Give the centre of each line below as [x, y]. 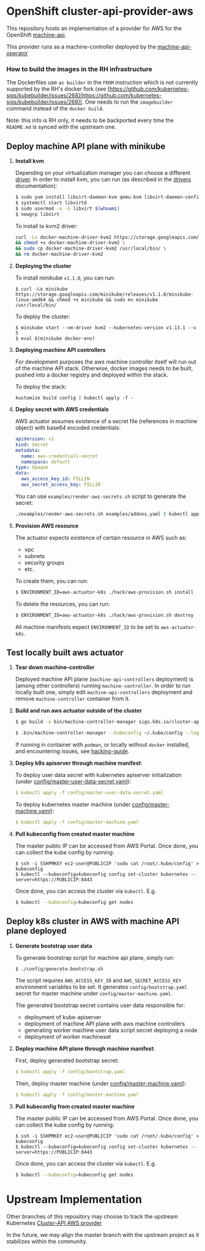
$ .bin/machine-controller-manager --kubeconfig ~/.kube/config [99, 733]
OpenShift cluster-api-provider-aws [100, 11]
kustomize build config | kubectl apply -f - [74, 398]
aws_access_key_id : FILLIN [55, 479]
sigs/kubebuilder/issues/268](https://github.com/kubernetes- [84, 96]
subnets [35, 556]
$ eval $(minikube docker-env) [55, 339]
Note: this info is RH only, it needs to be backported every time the [90, 120]
